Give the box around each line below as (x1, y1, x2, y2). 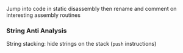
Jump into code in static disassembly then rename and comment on (6, 5, 177, 12)
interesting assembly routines (6, 11, 81, 19)
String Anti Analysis (6, 26, 67, 35)
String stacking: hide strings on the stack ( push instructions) (6, 40, 157, 48)
